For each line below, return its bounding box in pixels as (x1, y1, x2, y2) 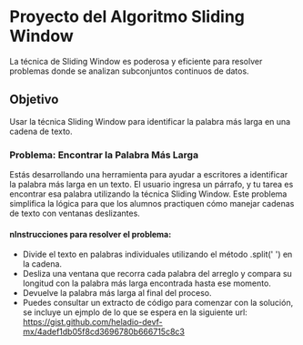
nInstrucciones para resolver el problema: (9, 228, 172, 239)
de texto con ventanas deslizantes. (9, 208, 141, 219)
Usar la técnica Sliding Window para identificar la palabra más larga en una (9, 116, 291, 127)
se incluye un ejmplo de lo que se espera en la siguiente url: (22, 307, 247, 318)
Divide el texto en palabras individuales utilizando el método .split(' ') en (22, 249, 293, 260)
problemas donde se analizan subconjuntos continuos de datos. (9, 66, 249, 76)
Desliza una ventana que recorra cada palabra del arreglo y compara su (22, 269, 293, 279)
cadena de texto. (9, 126, 73, 137)
